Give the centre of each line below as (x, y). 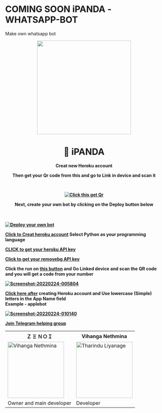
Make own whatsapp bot (30, 33)
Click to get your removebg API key (42, 259)
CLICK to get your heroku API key (40, 249)
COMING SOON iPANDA (55, 9)
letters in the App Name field (35, 299)
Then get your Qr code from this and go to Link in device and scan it (84, 175)
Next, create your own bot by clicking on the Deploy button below (84, 204)
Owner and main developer (39, 403)
